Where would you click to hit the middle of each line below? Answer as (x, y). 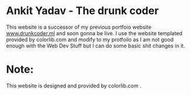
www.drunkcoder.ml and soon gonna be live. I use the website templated (94, 33)
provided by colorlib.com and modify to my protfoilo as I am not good (90, 39)
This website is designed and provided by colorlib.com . (74, 86)
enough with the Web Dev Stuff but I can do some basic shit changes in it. (95, 46)
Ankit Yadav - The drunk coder (83, 11)
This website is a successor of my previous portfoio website (79, 27)
